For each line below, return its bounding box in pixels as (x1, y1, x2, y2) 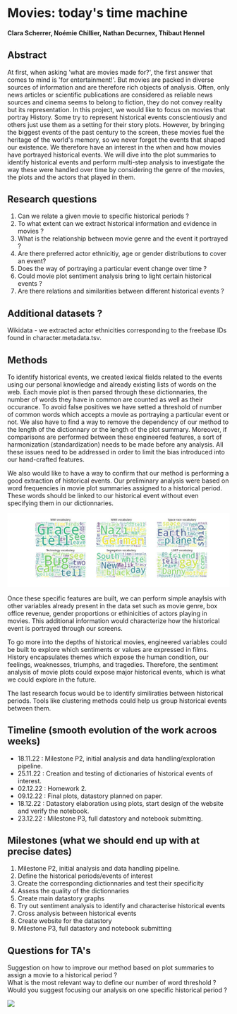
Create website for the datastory (17, 917, 112, 925)
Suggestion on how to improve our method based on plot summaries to (7, 963, 214, 972)
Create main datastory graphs (17, 894, 104, 903)
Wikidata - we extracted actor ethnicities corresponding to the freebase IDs (7, 326, 227, 334)
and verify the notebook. (17, 807, 90, 815)
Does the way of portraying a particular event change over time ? (17, 265, 207, 273)
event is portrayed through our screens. (7, 624, 123, 632)
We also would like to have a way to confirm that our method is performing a (7, 469, 229, 478)
